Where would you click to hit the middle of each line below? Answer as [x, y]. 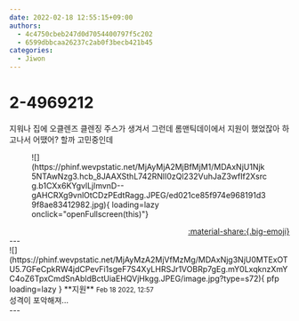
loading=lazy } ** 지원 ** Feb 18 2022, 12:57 [81, 289]
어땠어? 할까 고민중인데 [73, 140]
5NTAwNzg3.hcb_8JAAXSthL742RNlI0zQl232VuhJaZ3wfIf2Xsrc [149, 176]
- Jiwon [32, 59]
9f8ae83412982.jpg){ [71, 205]
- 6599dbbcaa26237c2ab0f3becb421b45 [85, 42]
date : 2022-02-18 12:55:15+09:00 [71, 17]
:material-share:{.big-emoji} [239, 231]
